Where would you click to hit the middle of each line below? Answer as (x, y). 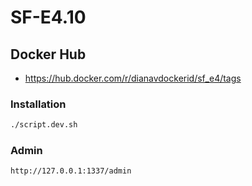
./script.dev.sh (44, 125)
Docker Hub (48, 54)
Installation (38, 104)
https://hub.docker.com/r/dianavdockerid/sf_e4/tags (133, 78)
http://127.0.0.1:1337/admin (71, 171)
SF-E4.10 (48, 17)
